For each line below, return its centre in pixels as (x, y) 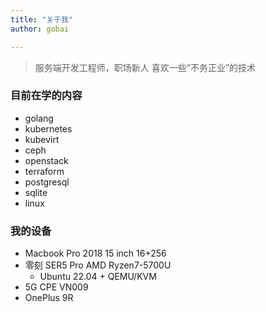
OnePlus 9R (49, 298)
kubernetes (48, 128)
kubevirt (42, 139)
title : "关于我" (42, 19)
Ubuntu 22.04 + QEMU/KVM (98, 277)
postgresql (47, 182)
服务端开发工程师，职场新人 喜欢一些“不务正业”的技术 (145, 67)
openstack (46, 160)
